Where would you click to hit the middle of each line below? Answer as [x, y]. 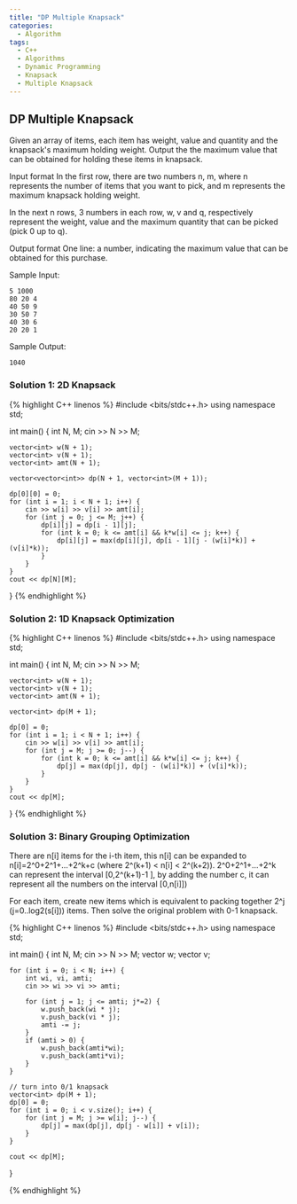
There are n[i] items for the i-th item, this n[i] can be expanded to [128, 856]
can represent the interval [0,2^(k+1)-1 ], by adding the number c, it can [139, 875]
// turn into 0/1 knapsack [59, 1087]
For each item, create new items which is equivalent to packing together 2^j [147, 902]
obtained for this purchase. [59, 258]
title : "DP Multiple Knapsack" [67, 17]
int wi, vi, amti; [59, 979]
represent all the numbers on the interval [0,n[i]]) [98, 884]
